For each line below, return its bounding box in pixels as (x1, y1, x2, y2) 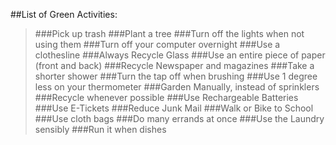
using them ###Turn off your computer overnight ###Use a (34, 39, 281, 50)
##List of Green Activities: (10, 9, 118, 20)
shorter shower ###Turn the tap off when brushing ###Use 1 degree (34, 70, 318, 82)
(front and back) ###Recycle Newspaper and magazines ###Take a (34, 60, 315, 71)
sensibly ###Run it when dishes (34, 124, 167, 135)
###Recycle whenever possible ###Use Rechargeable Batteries (34, 92, 299, 103)
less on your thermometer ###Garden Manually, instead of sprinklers (34, 81, 320, 93)
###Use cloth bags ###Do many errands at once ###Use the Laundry (34, 113, 325, 124)
